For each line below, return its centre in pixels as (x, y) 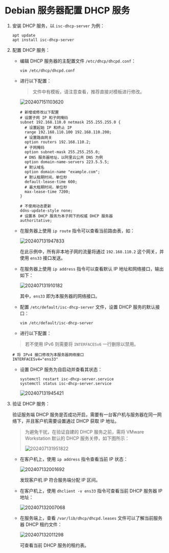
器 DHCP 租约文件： (41, 524)
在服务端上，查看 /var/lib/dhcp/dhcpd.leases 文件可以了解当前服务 (91, 518)
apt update (24, 35)
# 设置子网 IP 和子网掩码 (44, 118)
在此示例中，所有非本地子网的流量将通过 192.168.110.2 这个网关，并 (92, 251)
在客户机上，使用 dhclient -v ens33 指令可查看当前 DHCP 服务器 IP (91, 490)
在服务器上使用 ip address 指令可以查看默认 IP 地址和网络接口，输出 (92, 269)
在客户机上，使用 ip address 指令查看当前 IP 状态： (74, 459)
